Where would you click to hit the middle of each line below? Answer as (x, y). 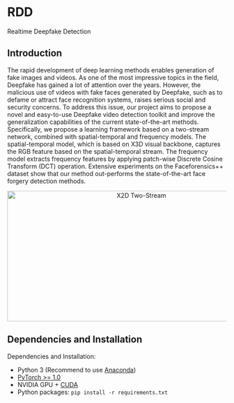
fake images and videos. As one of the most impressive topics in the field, (113, 77)
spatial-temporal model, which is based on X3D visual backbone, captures (114, 144)
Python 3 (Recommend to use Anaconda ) (77, 370)
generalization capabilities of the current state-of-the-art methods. (103, 122)
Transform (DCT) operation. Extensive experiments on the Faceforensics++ (116, 166)
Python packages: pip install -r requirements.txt (93, 392)
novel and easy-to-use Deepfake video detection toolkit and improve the (111, 114)
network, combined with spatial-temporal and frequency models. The (107, 136)
